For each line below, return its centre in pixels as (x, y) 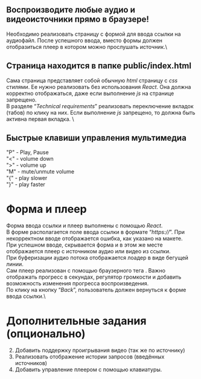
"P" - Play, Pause (28, 152)
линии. (15, 264)
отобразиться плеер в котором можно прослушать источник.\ (87, 47)
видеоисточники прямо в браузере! (78, 20)
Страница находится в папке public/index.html (99, 66)
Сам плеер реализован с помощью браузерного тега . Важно (86, 271)
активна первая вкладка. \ (40, 119)
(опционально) (46, 333)
